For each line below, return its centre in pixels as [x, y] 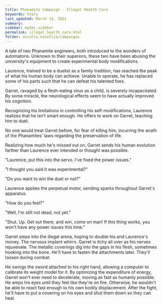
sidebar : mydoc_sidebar [29, 28]
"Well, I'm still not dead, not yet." [38, 212]
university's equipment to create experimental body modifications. [72, 61]
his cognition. [19, 101]
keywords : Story [22, 14]
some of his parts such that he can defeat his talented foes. [65, 81]
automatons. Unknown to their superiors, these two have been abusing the [80, 56]
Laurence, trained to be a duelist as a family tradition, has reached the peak [81, 70]
